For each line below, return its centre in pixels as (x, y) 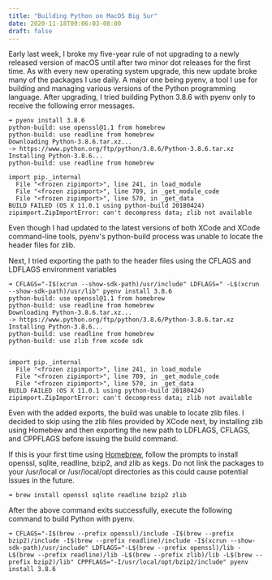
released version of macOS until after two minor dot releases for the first (130, 62)
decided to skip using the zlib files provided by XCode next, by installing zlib (136, 422)
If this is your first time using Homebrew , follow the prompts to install (123, 454)
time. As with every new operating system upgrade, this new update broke (133, 71)
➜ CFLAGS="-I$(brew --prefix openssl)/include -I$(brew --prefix (121, 534)
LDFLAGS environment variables (63, 269)
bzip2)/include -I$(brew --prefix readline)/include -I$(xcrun (118, 541)
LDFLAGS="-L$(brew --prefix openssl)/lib (163, 548)
